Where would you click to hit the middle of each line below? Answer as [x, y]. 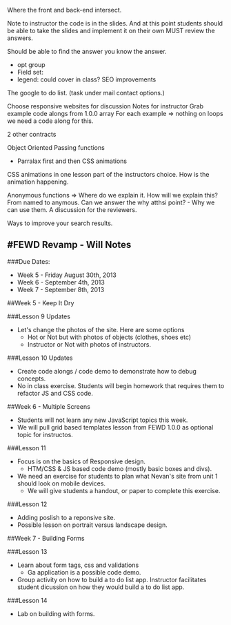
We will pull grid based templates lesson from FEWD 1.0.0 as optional [115, 427]
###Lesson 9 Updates [39, 316]
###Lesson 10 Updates [40, 358]
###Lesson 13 [27, 551]
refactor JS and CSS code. [55, 393]
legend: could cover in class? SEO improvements [87, 79]
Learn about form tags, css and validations [78, 565]
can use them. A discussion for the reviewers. [72, 210]
